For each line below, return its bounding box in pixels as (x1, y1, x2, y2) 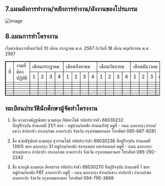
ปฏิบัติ (16, 74, 27, 81)
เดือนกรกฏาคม (32, 63, 60, 70)
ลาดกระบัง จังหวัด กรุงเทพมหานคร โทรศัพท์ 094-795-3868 (12, 175, 114, 181)
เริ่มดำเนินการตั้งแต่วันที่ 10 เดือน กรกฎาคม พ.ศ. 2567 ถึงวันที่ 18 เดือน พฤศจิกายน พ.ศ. (5, 45, 150, 51)
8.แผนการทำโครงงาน (5, 32, 58, 41)
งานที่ (16, 62, 26, 69)
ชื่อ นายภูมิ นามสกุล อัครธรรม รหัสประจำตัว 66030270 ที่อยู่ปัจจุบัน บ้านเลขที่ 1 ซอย (12, 164, 150, 170)
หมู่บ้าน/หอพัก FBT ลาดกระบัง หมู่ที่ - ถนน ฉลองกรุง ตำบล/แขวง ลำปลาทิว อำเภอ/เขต (12, 170, 151, 176)
